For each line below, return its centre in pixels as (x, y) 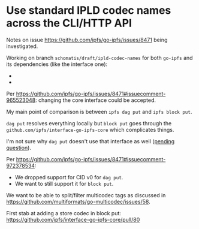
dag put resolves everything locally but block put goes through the (89, 123)
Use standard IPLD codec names (89, 10)
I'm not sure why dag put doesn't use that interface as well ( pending (91, 141)
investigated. (22, 46)
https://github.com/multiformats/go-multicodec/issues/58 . (79, 201)
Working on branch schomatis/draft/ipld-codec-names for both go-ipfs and (99, 58)
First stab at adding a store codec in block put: (64, 213)
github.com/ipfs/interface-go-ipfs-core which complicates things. (90, 129)
